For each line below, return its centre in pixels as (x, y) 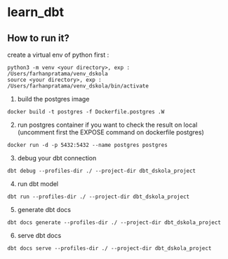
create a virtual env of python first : (58, 55)
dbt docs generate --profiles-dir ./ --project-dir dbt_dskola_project (114, 223)
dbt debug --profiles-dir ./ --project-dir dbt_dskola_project (102, 171)
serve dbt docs (39, 236)
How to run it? (39, 38)
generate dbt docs (44, 210)
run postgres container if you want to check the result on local (107, 125)
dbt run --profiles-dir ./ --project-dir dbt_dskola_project (99, 197)
